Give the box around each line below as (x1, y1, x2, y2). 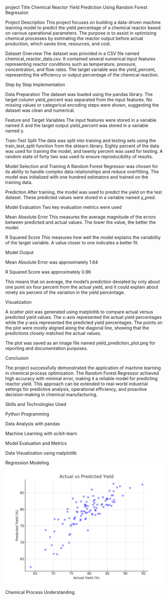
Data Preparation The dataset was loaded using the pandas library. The (5, 92, 153, 97)
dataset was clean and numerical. (5, 108, 75, 113)
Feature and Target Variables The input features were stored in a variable (5, 117, 157, 123)
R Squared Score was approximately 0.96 (5, 269, 92, 275)
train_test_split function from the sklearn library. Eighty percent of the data (5, 143, 159, 149)
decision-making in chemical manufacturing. (5, 392, 98, 397)
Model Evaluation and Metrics (5, 440, 67, 446)
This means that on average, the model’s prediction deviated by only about (5, 279, 160, 285)
